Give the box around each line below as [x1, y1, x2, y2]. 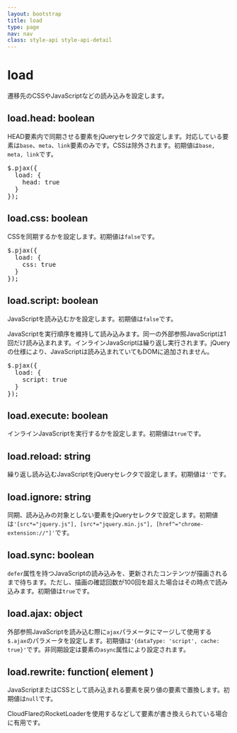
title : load [7, 17, 42, 24]
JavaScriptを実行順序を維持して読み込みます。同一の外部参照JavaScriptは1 [7, 329, 226, 338]
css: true [22, 260, 57, 268]
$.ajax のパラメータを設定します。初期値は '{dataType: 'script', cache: [7, 636, 220, 644]
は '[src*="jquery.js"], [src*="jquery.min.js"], [7, 519, 154, 528]
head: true [22, 178, 60, 186]
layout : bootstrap [7, 10, 62, 18]
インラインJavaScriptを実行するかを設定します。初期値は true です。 [7, 429, 205, 438]
